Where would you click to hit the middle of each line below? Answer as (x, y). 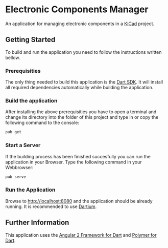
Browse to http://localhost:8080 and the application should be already (79, 201)
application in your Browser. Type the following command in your (74, 162)
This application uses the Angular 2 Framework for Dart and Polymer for (81, 235)
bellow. (13, 57)
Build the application (31, 100)
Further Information (37, 223)
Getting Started (30, 40)
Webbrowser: (19, 167)
